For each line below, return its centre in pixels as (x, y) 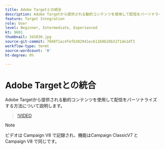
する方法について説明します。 (35, 106)
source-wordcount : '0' (28, 50)
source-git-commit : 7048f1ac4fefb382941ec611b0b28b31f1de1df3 (70, 42)
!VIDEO (24, 116)
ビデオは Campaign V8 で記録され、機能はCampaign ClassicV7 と (72, 135)
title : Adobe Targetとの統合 (33, 10)
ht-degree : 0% (20, 55)
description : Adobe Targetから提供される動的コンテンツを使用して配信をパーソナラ (82, 14)
